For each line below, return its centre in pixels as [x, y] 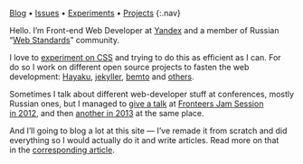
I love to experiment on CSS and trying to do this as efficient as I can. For [146, 57]
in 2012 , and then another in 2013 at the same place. [107, 113]
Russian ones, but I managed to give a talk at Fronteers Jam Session [137, 104]
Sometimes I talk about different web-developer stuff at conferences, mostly [152, 94]
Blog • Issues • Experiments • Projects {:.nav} [95, 13]
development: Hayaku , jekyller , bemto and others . [102, 77]
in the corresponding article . [62, 150]
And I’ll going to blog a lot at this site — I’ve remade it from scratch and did [148, 131]
